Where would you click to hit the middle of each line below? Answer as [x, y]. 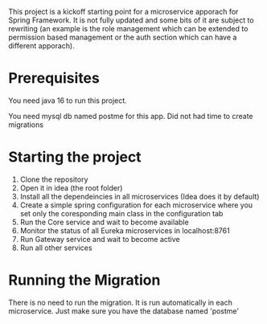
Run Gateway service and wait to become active [100, 239]
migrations [26, 125]
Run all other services [56, 248]
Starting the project [75, 157]
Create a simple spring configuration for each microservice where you [136, 205]
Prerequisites [54, 78]
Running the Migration [84, 280]
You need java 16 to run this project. [68, 100]
